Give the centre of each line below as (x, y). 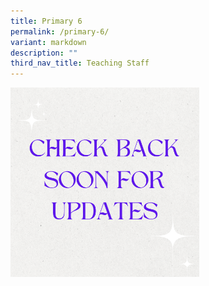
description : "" (44, 53)
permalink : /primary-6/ (60, 31)
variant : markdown (48, 42)
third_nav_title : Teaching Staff (80, 63)
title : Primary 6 (46, 21)
